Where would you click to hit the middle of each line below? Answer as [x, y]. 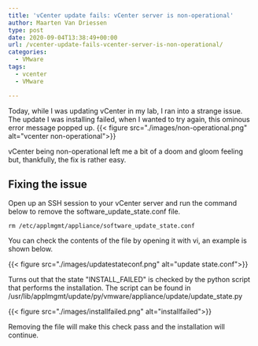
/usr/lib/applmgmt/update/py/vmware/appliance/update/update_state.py [125, 296]
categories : [28, 52]
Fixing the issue [48, 184]
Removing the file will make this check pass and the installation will [117, 327]
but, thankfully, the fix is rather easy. [67, 159]
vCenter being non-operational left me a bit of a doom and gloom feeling [126, 151]
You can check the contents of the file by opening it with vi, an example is [128, 240]
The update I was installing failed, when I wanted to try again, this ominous [129, 119]
